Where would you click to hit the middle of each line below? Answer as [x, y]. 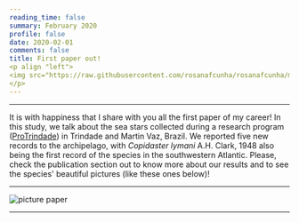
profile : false [37, 34]
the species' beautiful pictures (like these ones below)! [110, 173]
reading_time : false [48, 17]
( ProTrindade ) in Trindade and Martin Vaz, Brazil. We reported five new [139, 136]
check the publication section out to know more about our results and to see [149, 164]
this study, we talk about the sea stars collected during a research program [147, 126]
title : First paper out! [55, 59]
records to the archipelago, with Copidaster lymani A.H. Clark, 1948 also [141, 145]
